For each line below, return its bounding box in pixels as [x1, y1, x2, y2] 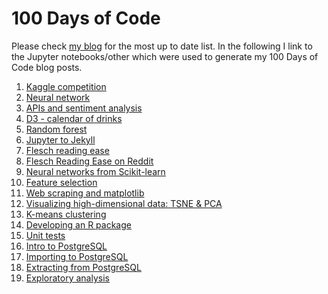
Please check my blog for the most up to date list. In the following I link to [11, 40, 313, 52]
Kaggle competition [25, 80, 107, 92]
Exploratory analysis [25, 272, 110, 284]
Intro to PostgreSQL [25, 240, 108, 252]
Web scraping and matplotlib [25, 187, 145, 199]
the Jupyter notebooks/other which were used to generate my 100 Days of [11, 50, 319, 62]
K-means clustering [25, 208, 107, 220]
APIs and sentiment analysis [25, 102, 143, 114]
